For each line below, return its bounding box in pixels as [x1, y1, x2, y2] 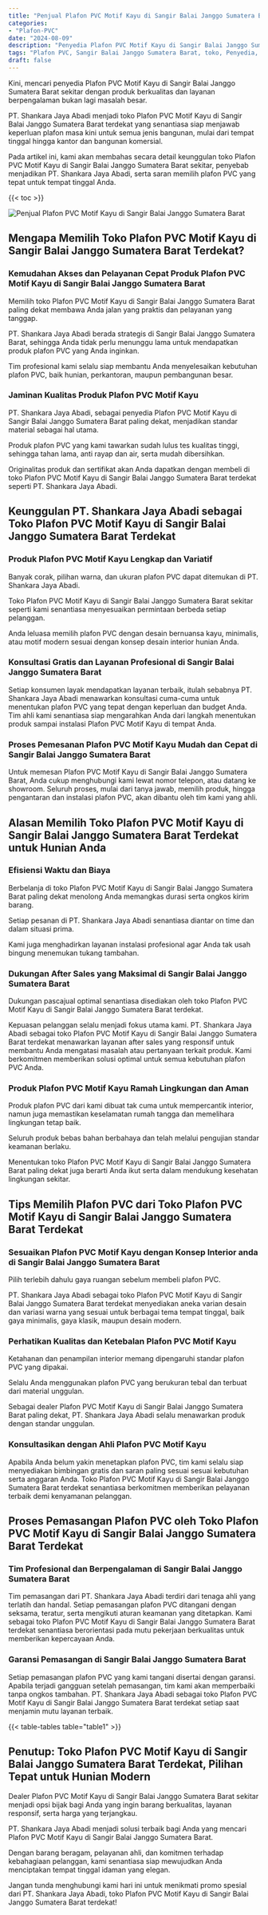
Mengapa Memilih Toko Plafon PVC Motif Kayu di [8, 231, 257, 245]
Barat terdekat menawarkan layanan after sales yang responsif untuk [8, 1037, 235, 1047]
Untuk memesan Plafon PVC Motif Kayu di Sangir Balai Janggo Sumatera [8, 767, 248, 777]
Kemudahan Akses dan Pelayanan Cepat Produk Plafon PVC [8, 268, 246, 279]
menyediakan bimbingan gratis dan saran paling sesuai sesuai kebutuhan [8, 1465, 249, 1475]
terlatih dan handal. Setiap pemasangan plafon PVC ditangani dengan [8, 1600, 237, 1609]
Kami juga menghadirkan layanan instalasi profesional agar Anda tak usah [8, 939, 251, 949]
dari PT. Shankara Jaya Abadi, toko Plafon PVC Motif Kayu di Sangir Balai [8, 1889, 249, 1898]
